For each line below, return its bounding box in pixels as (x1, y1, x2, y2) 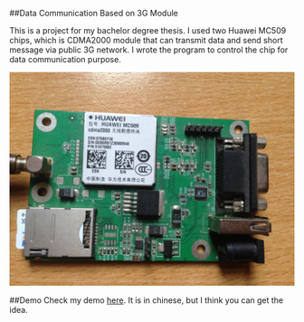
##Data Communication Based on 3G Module (9, 8, 178, 18)
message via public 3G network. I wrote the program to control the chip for (9, 44, 289, 55)
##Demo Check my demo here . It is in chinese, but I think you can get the (9, 295, 284, 306)
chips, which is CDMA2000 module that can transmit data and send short (9, 35, 283, 45)
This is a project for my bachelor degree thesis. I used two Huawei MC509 (9, 25, 287, 35)
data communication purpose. (9, 54, 122, 64)
